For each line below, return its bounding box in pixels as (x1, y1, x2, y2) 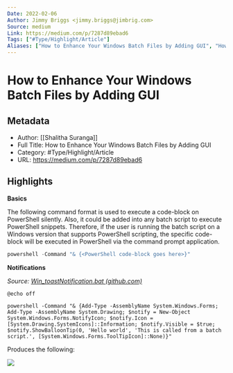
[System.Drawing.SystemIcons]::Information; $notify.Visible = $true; (7, 321, 216, 328)
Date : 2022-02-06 (7, 10, 58, 17)
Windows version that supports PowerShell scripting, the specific (7, 230, 194, 238)
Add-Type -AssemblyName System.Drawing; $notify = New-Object (7, 308, 191, 315)
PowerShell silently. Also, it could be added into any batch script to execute (7, 215, 222, 223)
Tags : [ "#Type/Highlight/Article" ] (7, 36, 110, 43)
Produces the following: (7, 345, 75, 354)
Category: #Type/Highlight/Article (17, 148, 114, 157)
